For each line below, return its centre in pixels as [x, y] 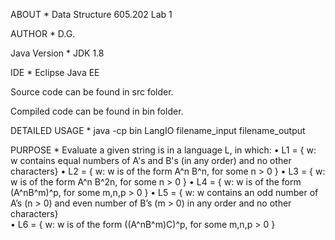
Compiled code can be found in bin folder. [97, 111]
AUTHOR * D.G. [43, 33]
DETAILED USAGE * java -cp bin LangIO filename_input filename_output [158, 130]
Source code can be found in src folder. [92, 92]
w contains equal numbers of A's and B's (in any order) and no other [151, 160]
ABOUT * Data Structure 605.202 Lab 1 [91, 14]
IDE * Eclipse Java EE [55, 72]
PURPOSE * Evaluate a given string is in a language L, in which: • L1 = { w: [163, 150]
